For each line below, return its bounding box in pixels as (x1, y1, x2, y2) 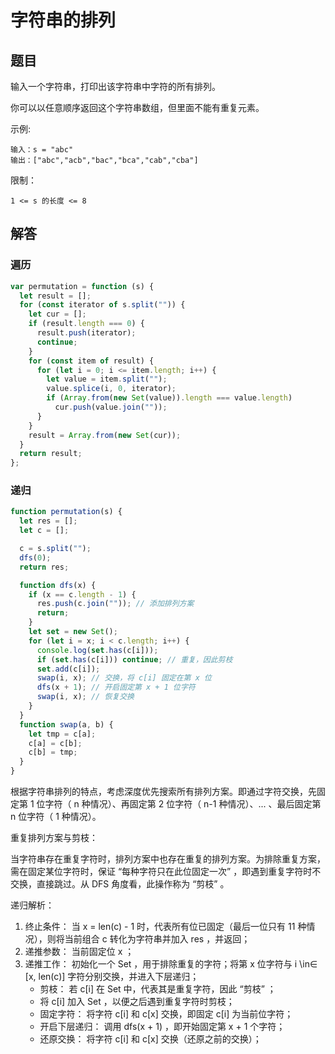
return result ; (19, 449, 83, 459)
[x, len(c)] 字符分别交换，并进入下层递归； (24, 971, 200, 983)
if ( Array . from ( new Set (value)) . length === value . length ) (46, 393, 293, 403)
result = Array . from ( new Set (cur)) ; (28, 430, 182, 440)
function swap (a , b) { (19, 719, 114, 730)
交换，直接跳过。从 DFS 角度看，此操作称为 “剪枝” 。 (10, 878, 230, 890)
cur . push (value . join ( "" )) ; (54, 402, 168, 413)
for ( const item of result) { (28, 356, 155, 366)
